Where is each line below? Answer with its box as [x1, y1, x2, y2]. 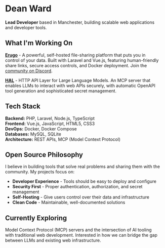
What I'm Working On [5, 39, 73, 47]
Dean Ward [5, 3, 52, 14]
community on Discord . [5, 68, 53, 74]
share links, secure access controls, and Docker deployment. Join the [5, 62, 147, 68]
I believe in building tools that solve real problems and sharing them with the [5, 164, 160, 169]
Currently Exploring [5, 213, 67, 222]
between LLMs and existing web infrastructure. [5, 238, 101, 244]
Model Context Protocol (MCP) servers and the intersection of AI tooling [5, 227, 152, 233]
